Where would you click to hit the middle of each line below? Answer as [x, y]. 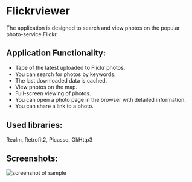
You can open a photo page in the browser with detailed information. [100, 99]
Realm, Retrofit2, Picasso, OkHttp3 [50, 139]
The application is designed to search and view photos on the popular [93, 28]
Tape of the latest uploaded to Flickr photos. [70, 67]
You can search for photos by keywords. [65, 74]
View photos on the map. [46, 87]
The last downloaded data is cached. [61, 80]
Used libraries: [34, 125]
